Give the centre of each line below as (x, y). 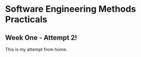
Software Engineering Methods (70, 9)
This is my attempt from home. (36, 49)
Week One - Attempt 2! (41, 38)
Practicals (26, 19)
